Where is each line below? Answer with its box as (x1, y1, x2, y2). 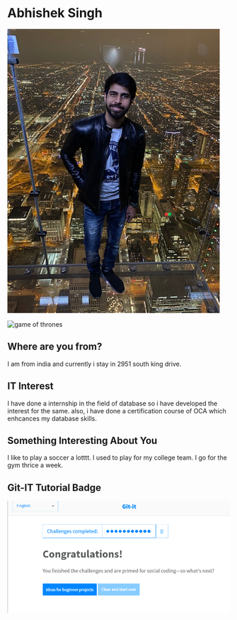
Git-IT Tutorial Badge (7, 482, 101, 494)
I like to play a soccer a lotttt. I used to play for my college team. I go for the (7, 453, 228, 462)
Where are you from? (7, 341, 103, 353)
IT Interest (7, 380, 54, 392)
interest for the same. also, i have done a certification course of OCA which (7, 406, 226, 415)
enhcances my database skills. (7, 414, 98, 423)
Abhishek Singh (7, 5, 103, 21)
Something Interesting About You (7, 435, 158, 447)
